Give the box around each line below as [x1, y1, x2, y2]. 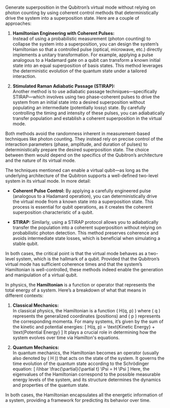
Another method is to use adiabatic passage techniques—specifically [12, 89, 157, 94]
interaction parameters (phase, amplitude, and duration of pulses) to [5, 141, 148, 147]
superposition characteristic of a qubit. [12, 210, 94, 215]
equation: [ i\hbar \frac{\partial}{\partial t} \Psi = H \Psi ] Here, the [12, 366, 150, 372]
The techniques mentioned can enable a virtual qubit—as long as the [5, 167, 149, 173]
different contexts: [5, 293, 44, 298]
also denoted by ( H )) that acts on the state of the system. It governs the [12, 355, 164, 361]
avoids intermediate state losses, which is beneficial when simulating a [12, 235, 160, 241]
